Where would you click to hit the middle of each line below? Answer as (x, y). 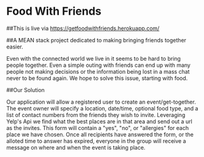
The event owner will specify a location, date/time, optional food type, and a (102, 108)
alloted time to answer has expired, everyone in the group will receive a (96, 141)
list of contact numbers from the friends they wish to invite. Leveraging (96, 115)
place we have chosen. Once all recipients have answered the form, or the (100, 134)
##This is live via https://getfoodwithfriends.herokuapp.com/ (83, 28)
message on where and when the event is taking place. (76, 147)
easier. (15, 47)
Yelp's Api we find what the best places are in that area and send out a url (100, 121)
